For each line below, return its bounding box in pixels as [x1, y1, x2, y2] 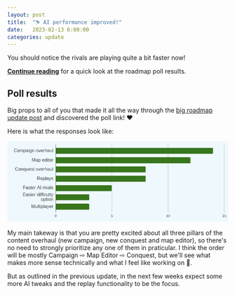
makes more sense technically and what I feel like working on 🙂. [7, 259, 193, 267]
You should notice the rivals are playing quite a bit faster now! [7, 53, 186, 62]
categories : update [7, 34, 65, 41]
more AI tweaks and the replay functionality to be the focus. [7, 280, 180, 288]
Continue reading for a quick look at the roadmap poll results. [7, 67, 187, 76]
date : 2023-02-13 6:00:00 [7, 26, 90, 33]
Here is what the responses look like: [7, 127, 114, 136]
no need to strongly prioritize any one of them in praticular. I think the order [7, 244, 224, 252]
